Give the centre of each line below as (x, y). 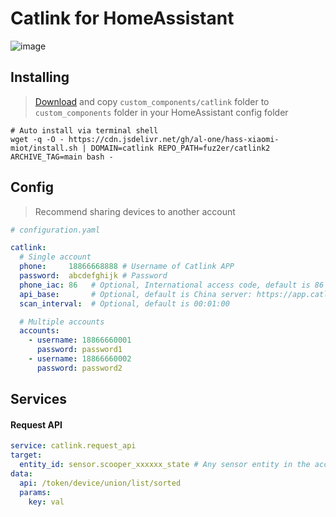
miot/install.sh (44, 148)
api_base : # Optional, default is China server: (136, 294)
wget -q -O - (37, 139)
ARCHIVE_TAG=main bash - (62, 157)
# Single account (55, 257)
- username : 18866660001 (80, 340)
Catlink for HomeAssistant (122, 18)
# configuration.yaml (55, 230)
